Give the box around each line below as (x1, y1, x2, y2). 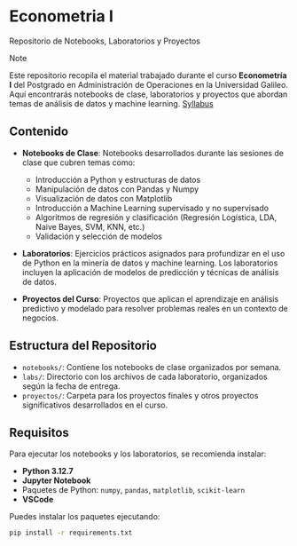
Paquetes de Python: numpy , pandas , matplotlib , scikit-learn (21, 485, 246, 495)
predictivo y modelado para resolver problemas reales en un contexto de (21, 303, 288, 313)
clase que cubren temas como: (21, 157, 136, 168)
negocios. (21, 313, 59, 323)
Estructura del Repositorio (9, 338, 157, 353)
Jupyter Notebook (21, 475, 91, 486)
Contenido (9, 124, 69, 139)
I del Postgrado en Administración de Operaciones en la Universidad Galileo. (9, 79, 288, 90)
